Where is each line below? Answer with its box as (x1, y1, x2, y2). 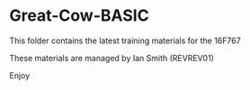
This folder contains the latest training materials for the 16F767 (9, 35, 241, 46)
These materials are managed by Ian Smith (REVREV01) (9, 52, 214, 63)
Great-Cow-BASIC (9, 5, 150, 26)
